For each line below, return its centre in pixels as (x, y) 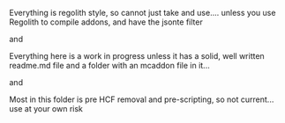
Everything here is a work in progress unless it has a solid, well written (137, 56)
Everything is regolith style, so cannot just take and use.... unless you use (142, 13)
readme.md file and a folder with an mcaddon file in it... (109, 65)
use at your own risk (46, 109)
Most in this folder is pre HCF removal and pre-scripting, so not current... (142, 99)
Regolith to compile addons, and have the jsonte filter (106, 22)
